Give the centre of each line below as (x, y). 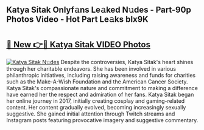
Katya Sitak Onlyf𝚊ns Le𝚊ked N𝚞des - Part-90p (99, 10)
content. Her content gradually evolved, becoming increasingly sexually (96, 107)
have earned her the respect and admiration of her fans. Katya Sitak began (100, 94)
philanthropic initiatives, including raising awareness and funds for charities (101, 75)
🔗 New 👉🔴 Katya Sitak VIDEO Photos (79, 44)
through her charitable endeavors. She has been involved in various (91, 69)
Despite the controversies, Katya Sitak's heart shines (127, 62)
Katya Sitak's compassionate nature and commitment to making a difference (102, 88)
